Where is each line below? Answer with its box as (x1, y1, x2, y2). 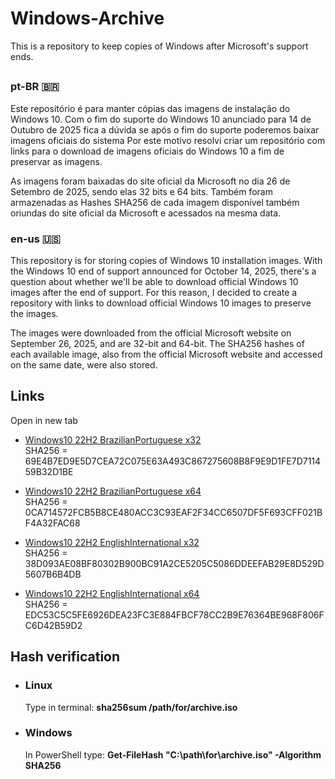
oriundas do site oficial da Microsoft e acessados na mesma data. (10, 207, 282, 219)
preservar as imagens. (10, 155, 103, 167)
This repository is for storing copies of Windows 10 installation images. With (10, 255, 323, 266)
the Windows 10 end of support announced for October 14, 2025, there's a (10, 265, 317, 277)
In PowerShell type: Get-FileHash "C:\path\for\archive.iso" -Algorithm (24, 748, 322, 761)
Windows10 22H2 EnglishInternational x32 (24, 536, 200, 548)
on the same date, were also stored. (10, 359, 158, 371)
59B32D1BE (24, 465, 74, 477)
